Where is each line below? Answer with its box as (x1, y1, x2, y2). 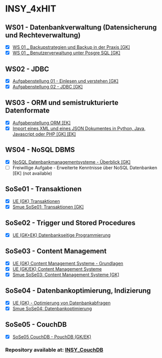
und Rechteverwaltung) (5, 31, 81, 39)
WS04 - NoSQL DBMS (5, 146, 75, 154)
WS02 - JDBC (5, 65, 49, 73)
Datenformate (5, 106, 50, 115)
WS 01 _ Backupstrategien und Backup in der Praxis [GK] (12, 44, 130, 50)
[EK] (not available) (12, 170, 53, 176)
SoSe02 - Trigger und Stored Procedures (5, 219, 136, 227)
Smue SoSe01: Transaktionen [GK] (12, 204, 84, 210)
